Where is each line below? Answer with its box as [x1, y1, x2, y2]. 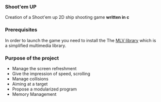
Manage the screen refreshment [12, 65, 77, 71]
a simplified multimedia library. [5, 43, 66, 48]
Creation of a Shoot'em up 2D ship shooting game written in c [5, 15, 129, 20]
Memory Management [12, 91, 57, 97]
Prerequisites [5, 27, 37, 33]
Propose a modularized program [12, 86, 77, 92]
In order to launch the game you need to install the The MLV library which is [5, 37, 156, 43]
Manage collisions [12, 76, 48, 82]
